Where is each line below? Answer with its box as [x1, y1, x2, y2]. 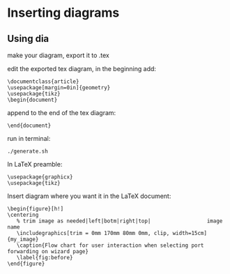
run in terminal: [7, 135, 51, 142]
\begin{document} [7, 96, 58, 103]
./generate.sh [7, 148, 49, 155]
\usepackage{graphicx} [7, 174, 73, 181]
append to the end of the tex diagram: [7, 109, 116, 116]
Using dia [7, 33, 49, 45]
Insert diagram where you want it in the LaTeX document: [7, 192, 171, 200]
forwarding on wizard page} [7, 248, 89, 255]
